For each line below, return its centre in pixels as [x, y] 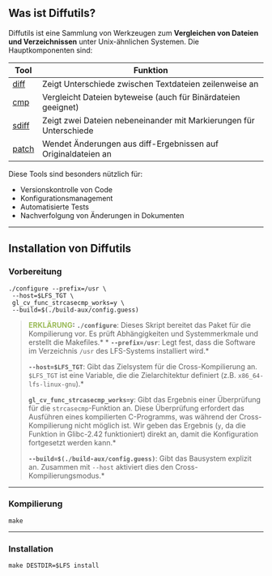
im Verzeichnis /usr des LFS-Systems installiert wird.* [119, 350]
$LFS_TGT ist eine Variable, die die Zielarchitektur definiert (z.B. [132, 375]
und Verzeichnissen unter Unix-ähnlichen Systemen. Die [104, 41]
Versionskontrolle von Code [66, 189]
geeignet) [60, 107]
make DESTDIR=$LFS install [54, 566]
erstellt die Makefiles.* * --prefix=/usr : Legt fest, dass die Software [142, 342]
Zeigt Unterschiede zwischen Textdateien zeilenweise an [150, 84]
